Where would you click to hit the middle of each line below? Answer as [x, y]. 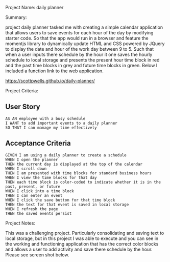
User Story [23, 107]
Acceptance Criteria [38, 143]
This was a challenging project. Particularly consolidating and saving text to [85, 233]
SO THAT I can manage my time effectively [51, 128]
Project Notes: [20, 223]
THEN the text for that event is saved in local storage [67, 205]
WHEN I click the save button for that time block [60, 200]
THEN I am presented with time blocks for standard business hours [79, 173]
